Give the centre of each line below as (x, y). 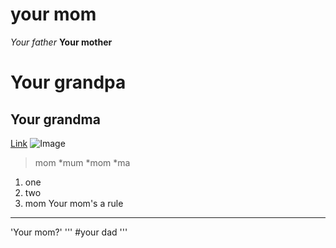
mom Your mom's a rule (74, 203)
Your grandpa (68, 82)
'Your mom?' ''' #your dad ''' (69, 232)
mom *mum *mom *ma (82, 162)
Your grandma (55, 119)
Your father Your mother (61, 42)
